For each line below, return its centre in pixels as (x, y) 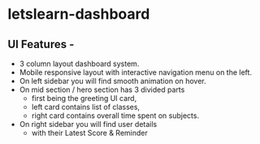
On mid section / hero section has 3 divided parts (102, 89)
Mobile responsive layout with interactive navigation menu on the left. (136, 72)
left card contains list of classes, (85, 107)
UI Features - (41, 44)
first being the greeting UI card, (84, 98)
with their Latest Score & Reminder (89, 133)
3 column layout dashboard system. (79, 63)
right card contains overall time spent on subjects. (115, 116)
